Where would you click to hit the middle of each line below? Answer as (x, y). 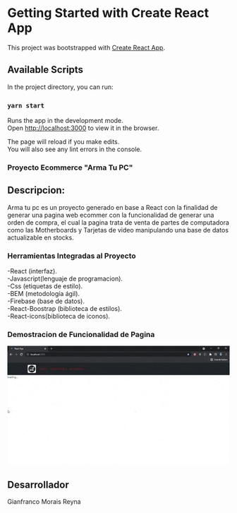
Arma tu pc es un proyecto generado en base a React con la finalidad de (113, 207)
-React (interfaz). (32, 271)
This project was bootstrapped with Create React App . (86, 47)
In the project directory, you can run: (60, 87)
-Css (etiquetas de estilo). (45, 286)
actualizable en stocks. (41, 237)
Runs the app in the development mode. (65, 121)
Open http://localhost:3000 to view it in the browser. (83, 128)
